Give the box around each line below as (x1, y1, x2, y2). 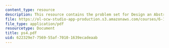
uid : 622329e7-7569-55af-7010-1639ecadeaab (5, 35, 98, 40)
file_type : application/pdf (5, 21, 64, 26)
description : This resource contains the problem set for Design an (5, 12, 152, 17)
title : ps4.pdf (5, 30, 37, 35)
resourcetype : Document (5, 26, 55, 31)
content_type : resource (5, 7, 55, 12)
